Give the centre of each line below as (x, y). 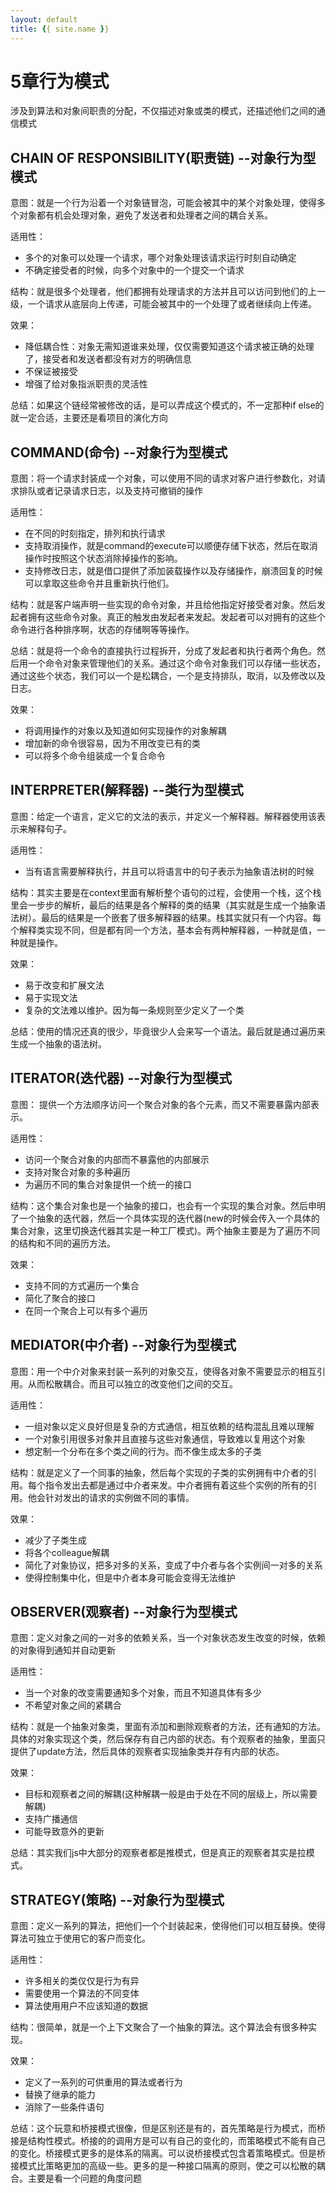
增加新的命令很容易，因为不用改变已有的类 (112, 743)
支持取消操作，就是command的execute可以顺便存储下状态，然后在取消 (171, 546)
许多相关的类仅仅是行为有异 (82, 1981)
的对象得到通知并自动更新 (63, 1650)
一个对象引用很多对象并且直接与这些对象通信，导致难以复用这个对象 (165, 1438)
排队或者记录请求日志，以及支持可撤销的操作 (110, 491)
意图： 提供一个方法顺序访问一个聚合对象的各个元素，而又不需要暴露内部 (160, 1104)
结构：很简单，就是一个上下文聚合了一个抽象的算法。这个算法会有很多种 (159, 2027)
